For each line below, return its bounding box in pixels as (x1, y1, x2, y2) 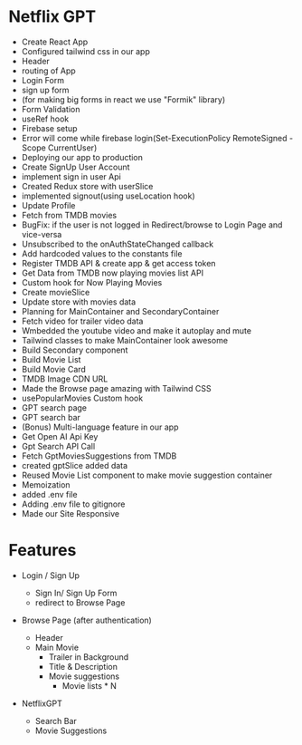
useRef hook (21, 113, 70, 124)
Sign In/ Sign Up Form (34, 587, 118, 598)
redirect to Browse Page (34, 596, 126, 608)
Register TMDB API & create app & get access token (21, 257, 216, 268)
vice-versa (21, 228, 62, 239)
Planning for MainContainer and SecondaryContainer (21, 305, 220, 316)
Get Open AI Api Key (21, 431, 99, 441)
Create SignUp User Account (21, 161, 130, 172)
